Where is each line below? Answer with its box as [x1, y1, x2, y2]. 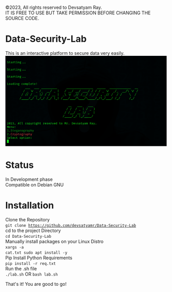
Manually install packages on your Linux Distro [5, 238, 104, 244]
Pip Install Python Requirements [5, 255, 73, 261]
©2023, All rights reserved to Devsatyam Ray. [5, 5, 102, 10]
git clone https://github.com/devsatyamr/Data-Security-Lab [5, 223, 137, 228]
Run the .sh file [5, 265, 37, 272]
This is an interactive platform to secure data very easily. [5, 50, 125, 56]
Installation [5, 200, 54, 212]
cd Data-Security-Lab [5, 234, 52, 239]
